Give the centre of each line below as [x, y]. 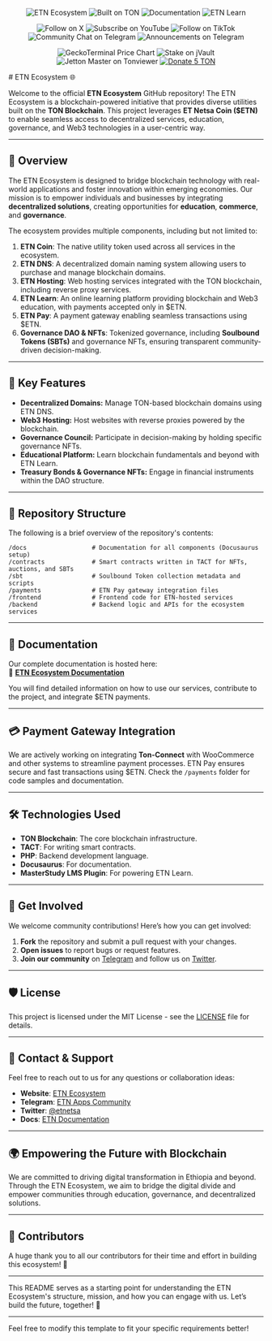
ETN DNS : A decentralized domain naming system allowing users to [133, 263]
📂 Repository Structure [67, 514]
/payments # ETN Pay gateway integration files [114, 590]
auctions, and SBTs [41, 569]
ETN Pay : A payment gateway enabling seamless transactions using [134, 315]
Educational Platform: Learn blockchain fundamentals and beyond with [140, 454]
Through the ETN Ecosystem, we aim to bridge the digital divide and [122, 1186]
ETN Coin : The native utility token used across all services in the [127, 246]
